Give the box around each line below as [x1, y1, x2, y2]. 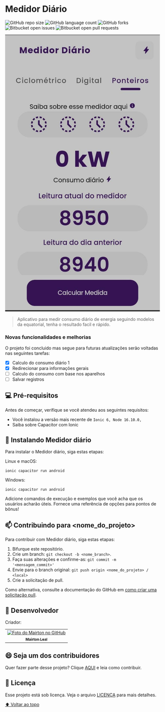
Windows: [5, 477, 26, 483]
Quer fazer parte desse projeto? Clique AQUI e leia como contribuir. [5, 664, 142, 670]
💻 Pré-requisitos [5, 392, 58, 400]
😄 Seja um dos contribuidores [5, 652, 100, 660]
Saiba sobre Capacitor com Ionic [12, 422, 79, 427]
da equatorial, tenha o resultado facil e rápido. [17, 321, 110, 327]
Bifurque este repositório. [12, 546, 64, 552]
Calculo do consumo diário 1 [12, 360, 70, 366]
